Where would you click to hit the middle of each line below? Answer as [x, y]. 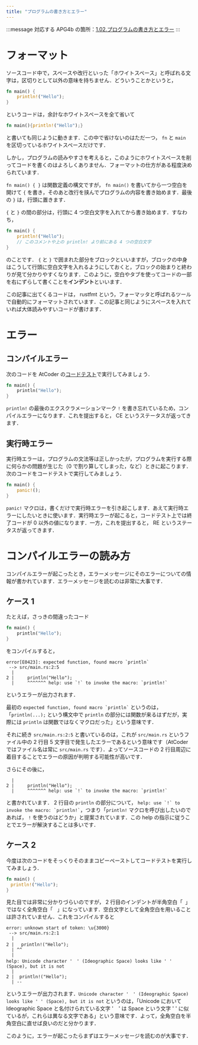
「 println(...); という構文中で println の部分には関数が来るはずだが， [94, 714]
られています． [24, 173]
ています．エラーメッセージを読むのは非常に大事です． [99, 581]
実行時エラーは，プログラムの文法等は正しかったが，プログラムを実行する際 [99, 459]
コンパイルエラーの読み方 [69, 556]
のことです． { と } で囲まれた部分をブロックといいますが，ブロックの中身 [97, 259]
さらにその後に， [27, 769]
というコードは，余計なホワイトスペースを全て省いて [70, 114]
